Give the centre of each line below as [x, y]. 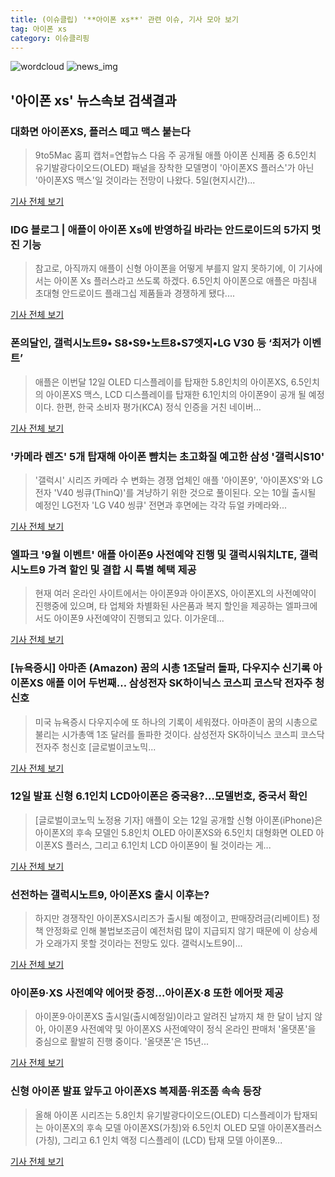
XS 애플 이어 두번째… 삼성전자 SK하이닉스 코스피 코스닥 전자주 [171, 683]
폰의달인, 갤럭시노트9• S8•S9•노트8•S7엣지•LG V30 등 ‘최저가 [155, 343]
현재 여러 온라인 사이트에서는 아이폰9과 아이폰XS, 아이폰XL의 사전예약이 [175, 593]
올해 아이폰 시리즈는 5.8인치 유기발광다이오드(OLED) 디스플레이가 [163, 1115]
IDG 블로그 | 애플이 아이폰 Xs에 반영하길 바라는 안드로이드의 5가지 [160, 229]
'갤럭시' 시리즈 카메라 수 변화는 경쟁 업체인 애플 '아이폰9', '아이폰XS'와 [172, 480]
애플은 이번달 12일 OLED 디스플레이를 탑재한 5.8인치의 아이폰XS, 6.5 [169, 382]
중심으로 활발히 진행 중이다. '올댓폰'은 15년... [121, 1042]
